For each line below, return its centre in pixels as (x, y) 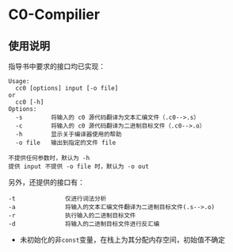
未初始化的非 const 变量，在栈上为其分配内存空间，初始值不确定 (122, 240)
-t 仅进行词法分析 (57, 199)
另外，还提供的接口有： (46, 182)
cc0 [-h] (30, 102)
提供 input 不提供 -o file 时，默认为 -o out (78, 166)
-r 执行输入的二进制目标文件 (72, 216)
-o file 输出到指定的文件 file (66, 143)
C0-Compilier (54, 15)
